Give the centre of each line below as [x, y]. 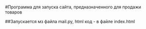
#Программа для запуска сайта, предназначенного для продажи [73, 7]
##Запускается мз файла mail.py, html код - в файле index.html [70, 22]
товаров [14, 12]
